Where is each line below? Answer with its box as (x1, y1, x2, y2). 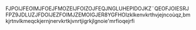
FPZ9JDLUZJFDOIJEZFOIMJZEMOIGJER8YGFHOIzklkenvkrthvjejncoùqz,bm (5, 11, 191, 18)
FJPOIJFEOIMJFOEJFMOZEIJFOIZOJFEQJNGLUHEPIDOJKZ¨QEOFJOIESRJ (5, 5, 189, 12)
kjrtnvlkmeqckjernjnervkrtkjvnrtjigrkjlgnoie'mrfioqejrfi (5, 18, 135, 24)
